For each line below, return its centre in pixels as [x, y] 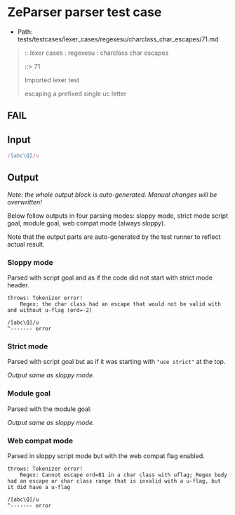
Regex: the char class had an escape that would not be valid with [120, 304]
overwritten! [25, 202]
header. [18, 285]
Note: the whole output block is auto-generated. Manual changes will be [112, 195]
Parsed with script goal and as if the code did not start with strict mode [110, 278]
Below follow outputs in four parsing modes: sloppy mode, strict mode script [118, 216]
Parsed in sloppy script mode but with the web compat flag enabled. [106, 456]
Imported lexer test [52, 80]
